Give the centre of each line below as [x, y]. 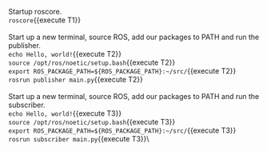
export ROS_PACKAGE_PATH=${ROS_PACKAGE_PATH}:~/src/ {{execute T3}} [122, 130]
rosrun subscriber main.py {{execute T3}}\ [79, 139]
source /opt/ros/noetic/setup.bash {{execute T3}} [92, 122]
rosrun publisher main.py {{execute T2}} [76, 79]
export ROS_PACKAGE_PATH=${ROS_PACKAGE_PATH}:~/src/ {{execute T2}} [122, 71]
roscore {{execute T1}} [45, 20]
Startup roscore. [35, 12]
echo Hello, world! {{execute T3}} [65, 113]
